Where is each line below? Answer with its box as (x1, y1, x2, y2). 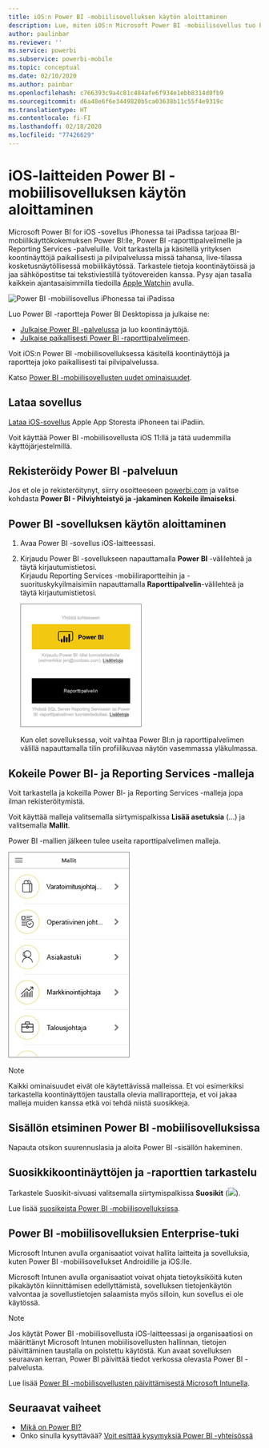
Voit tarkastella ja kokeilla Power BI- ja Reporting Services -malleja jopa (8, 788, 243, 798)
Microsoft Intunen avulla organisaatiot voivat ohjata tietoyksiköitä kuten (8, 1272, 243, 1282)
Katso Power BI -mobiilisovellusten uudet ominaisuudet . (8, 372, 192, 382)
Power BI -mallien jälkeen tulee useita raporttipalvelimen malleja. (8, 836, 221, 846)
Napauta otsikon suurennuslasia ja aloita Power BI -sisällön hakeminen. (8, 1142, 243, 1152)
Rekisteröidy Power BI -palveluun (8, 464, 179, 478)
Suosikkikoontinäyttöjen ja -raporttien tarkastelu (8, 1165, 258, 1180)
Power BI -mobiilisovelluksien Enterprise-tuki (8, 1227, 239, 1241)
